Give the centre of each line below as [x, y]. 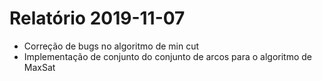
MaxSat [39, 67]
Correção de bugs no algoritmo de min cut [111, 46]
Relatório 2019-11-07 [97, 18]
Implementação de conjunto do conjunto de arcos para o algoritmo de [168, 56]
